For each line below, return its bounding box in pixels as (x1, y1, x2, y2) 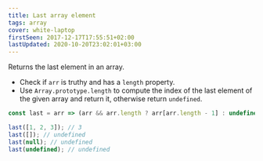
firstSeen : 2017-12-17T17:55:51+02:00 (8, 33, 135, 42)
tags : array (8, 19, 47, 27)
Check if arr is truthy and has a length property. (19, 78, 175, 87)
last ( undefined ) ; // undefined (8, 145, 110, 153)
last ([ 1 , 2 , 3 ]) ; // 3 (8, 123, 82, 131)
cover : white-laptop (8, 26, 76, 34)
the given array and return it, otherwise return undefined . (19, 94, 203, 104)
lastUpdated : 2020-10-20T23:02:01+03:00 (8, 41, 142, 49)
